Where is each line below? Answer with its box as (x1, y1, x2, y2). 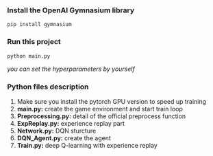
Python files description (7, 82, 89, 91)
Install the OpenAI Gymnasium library (7, 5, 135, 15)
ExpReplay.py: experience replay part (16, 119, 125, 127)
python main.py (7, 52, 51, 60)
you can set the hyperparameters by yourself (7, 65, 135, 73)
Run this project (7, 37, 62, 47)
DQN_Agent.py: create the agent (16, 133, 111, 142)
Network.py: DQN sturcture (16, 126, 97, 135)
